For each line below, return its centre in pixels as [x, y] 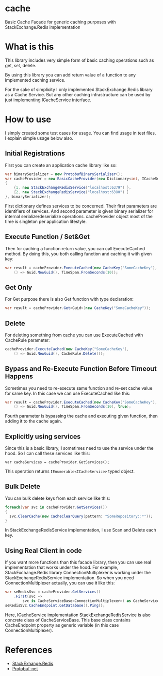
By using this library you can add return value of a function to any [70, 75]
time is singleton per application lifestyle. [46, 221]
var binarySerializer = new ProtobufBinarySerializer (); [64, 174]
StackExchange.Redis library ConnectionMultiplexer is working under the [78, 573]
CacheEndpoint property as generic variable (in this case [62, 625]
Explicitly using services [43, 436]
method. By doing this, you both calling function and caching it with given [78, 254]
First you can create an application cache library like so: [61, 165]
